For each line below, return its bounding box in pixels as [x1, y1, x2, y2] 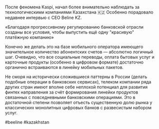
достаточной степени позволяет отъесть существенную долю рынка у [5, 99, 152, 105]
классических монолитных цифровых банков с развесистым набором [5, 105, 152, 111]
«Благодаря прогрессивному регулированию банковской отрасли [5, 24, 144, 30]
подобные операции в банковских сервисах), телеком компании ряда [5, 79, 152, 84]
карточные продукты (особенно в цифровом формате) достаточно [5, 59, 144, 65]
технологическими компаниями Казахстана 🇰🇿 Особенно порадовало [5, 9, 154, 15]
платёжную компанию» [5, 34, 54, 40]
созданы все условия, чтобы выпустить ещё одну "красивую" [5, 29, 135, 35]
